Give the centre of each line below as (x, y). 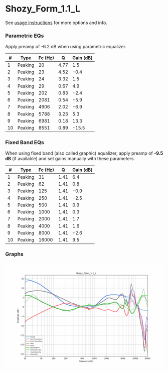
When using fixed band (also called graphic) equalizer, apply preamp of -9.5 (84, 153)
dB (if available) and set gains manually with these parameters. (70, 159)
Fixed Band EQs (25, 142)
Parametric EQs (25, 36)
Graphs (14, 254)
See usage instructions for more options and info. (56, 23)
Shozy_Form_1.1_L (43, 9)
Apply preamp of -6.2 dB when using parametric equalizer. (66, 47)
